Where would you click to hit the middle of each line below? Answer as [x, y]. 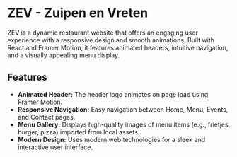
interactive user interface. [55, 147]
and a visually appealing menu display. [64, 55]
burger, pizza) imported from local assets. [79, 132]
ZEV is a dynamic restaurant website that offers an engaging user [103, 33]
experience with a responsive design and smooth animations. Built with [111, 40]
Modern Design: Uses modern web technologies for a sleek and [111, 139]
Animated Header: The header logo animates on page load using [113, 94]
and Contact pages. [46, 117]
